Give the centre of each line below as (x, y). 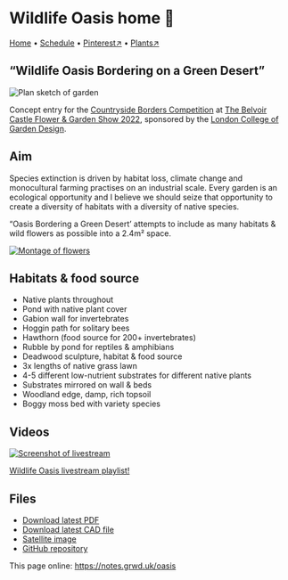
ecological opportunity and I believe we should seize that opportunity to (141, 197)
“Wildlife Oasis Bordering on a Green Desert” (137, 71)
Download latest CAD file (68, 530)
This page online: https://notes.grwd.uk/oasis (93, 566)
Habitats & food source (74, 278)
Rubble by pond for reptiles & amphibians (98, 347)
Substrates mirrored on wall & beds (87, 385)
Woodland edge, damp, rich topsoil (86, 395)
